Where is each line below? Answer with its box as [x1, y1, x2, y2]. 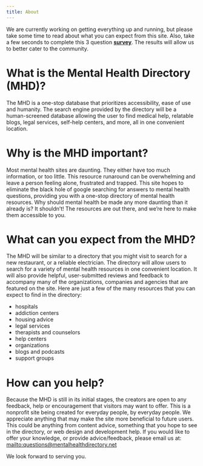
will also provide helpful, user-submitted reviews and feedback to [6, 272, 170, 279]
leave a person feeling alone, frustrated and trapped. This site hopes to [6, 179, 184, 186]
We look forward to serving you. [6, 453, 87, 460]
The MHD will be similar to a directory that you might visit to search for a [6, 252, 187, 260]
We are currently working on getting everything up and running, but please [6, 25, 193, 33]
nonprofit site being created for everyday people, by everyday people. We [6, 409, 191, 416]
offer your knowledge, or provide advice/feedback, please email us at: [6, 434, 182, 442]
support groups [15, 354, 55, 362]
